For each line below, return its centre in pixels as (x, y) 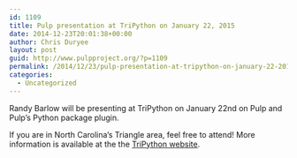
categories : (31, 75)
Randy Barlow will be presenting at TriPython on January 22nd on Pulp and (146, 108)
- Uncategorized (47, 83)
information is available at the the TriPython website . (105, 144)
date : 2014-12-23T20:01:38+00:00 (71, 34)
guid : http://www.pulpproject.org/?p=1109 (88, 58)
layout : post (33, 50)
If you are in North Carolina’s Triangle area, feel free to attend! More (133, 134)
